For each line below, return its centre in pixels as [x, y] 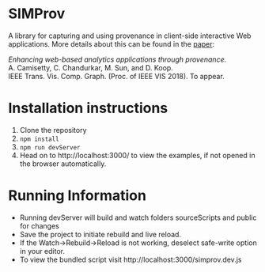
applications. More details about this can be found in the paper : [112, 43]
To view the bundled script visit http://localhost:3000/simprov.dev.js [131, 259]
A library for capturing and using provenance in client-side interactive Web [130, 36]
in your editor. [42, 251]
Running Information [77, 196]
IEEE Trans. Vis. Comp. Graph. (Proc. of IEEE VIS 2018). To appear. [117, 76]
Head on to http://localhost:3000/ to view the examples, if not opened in [137, 155]
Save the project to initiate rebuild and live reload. [100, 234]
